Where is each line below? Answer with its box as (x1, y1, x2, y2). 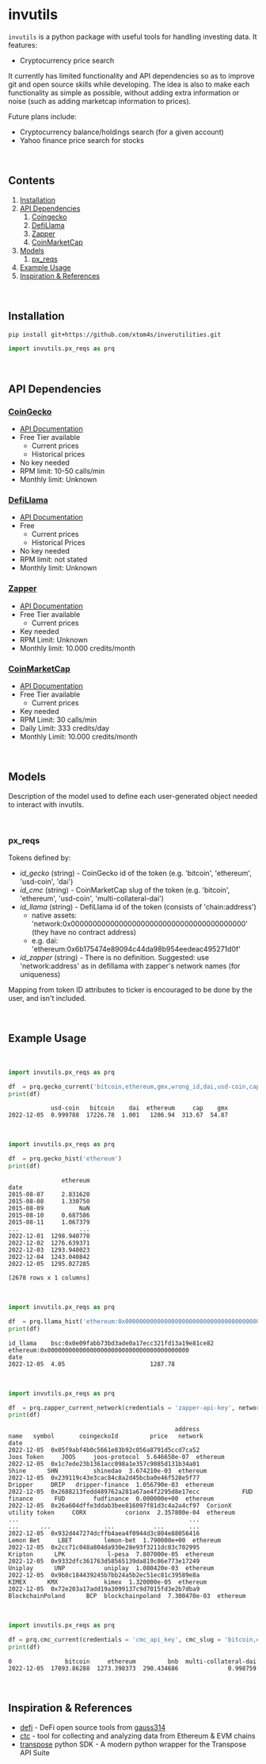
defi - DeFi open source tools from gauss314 (19, 1722, 166, 1732)
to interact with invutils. (8, 800, 85, 809)
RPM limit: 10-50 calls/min (19, 466, 105, 476)
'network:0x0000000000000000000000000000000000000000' (31, 919, 248, 928)
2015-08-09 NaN (8, 1205, 90, 1213)
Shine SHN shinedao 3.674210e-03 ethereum (8, 1467, 207, 1475)
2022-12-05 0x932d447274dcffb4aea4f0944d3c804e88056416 (8, 1530, 200, 1538)
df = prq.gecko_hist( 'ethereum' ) (8, 1155, 123, 1163)
